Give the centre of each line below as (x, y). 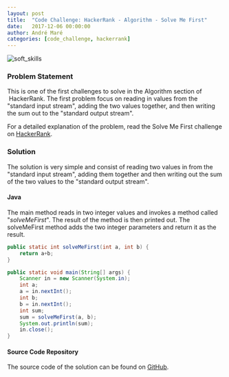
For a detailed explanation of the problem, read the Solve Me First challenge (115, 127)
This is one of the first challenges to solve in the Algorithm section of (105, 91)
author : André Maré (35, 33)
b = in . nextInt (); (46, 304)
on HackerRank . (30, 134)
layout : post (26, 13)
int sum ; (32, 310)
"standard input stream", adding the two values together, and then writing (111, 106)
